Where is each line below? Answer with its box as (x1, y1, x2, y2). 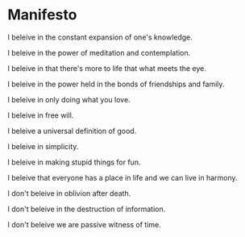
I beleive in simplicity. (7, 141, 79, 151)
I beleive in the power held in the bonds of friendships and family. (7, 79, 225, 89)
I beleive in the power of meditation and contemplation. (7, 48, 191, 57)
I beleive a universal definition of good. (7, 126, 137, 135)
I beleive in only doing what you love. (7, 94, 131, 104)
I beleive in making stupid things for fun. (7, 157, 141, 167)
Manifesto (7, 6, 77, 24)
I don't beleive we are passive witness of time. (7, 219, 162, 229)
